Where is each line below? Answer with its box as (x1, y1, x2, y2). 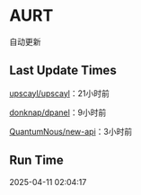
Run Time (9, 153, 65, 168)
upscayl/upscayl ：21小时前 (9, 87, 110, 99)
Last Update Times (9, 63, 117, 78)
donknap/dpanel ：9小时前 (9, 107, 107, 118)
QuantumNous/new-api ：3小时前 (9, 126, 133, 137)
